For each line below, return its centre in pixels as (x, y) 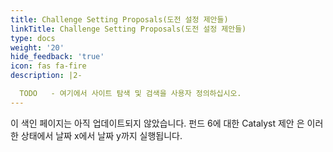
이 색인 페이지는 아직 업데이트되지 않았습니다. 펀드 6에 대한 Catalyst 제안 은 (157, 123)
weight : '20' (37, 47)
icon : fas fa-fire (48, 66)
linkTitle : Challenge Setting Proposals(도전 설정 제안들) (128, 29)
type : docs (33, 38)
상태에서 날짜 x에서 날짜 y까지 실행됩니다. (101, 135)
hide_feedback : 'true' (57, 57)
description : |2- (46, 76)
